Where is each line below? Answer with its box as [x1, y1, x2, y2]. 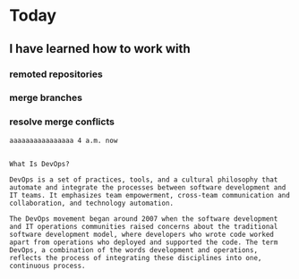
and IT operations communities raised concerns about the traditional [9, 222, 278, 231]
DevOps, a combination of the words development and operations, [9, 245, 258, 255]
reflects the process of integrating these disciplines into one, [9, 253, 262, 262]
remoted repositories [9, 68, 103, 80]
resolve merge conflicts [9, 115, 115, 128]
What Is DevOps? [9, 159, 70, 168]
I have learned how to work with [9, 41, 191, 56]
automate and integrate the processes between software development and [9, 182, 286, 192]
